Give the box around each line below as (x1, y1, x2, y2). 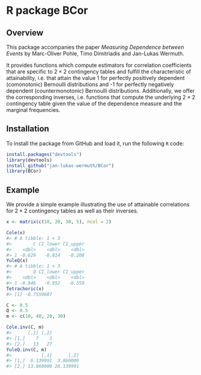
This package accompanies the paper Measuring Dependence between (6, 43, 185, 51)
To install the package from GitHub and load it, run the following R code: (6, 140, 185, 147)
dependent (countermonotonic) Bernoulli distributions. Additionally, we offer (6, 87, 195, 94)
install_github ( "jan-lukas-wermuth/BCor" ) (6, 163, 114, 169)
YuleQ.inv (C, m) (6, 347, 47, 353)
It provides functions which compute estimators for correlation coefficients (6, 61, 192, 69)
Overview (6, 28, 44, 38)
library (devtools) (6, 157, 52, 163)
